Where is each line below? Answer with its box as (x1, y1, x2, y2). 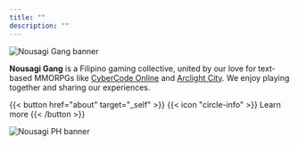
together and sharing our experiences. (9, 82, 151, 93)
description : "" (9, 21, 70, 30)
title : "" (9, 12, 46, 22)
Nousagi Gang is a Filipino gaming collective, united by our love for (9, 63, 257, 74)
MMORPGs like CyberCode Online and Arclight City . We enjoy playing (34, 72, 290, 83)
